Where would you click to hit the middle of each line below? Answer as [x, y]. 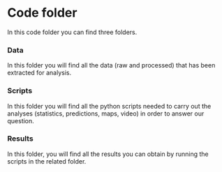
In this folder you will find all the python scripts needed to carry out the [109, 106]
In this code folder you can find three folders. [72, 32]
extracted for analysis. [39, 73]
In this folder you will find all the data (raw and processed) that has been [111, 65]
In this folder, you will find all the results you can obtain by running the [108, 154]
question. [21, 120]
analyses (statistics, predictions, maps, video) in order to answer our [106, 114]
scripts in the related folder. [47, 161]
